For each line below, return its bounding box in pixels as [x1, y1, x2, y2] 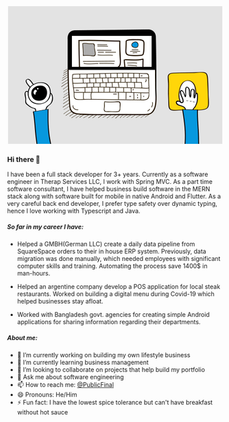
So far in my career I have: [7, 222, 84, 231]
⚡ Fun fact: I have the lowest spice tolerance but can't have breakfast [16, 399, 213, 407]
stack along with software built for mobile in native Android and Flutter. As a [7, 192, 221, 200]
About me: [7, 333, 38, 341]
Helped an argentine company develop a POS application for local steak [16, 282, 221, 291]
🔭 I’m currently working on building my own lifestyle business [16, 351, 191, 359]
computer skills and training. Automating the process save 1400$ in [16, 262, 208, 271]
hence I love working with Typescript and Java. [7, 207, 141, 215]
